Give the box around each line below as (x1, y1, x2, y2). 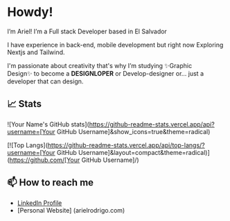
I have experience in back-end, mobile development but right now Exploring (7, 40, 224, 49)
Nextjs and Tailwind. (7, 48, 65, 56)
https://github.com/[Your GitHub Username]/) (9, 156, 140, 164)
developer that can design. (7, 77, 84, 85)
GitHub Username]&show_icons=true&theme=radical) (56, 127, 211, 136)
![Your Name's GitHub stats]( (7, 120, 90, 129)
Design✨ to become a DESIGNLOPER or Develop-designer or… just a (7, 69, 204, 77)
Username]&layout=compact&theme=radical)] (78, 148, 210, 156)
